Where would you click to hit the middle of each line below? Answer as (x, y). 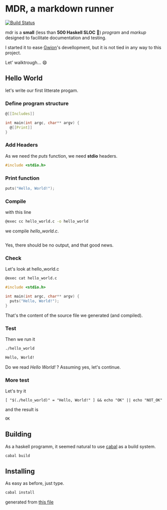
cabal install (20, 492)
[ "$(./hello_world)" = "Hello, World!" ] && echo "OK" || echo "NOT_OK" (84, 400)
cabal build (18, 456)
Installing (20, 472)
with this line (18, 212)
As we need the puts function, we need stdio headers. (61, 156)
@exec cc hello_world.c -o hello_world (47, 221)
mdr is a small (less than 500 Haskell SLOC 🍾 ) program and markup (76, 32)
